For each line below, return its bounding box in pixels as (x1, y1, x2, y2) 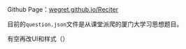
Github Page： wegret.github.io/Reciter (7, 6, 119, 13)
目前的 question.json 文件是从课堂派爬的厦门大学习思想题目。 (7, 20, 183, 28)
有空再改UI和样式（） (7, 35, 69, 43)
